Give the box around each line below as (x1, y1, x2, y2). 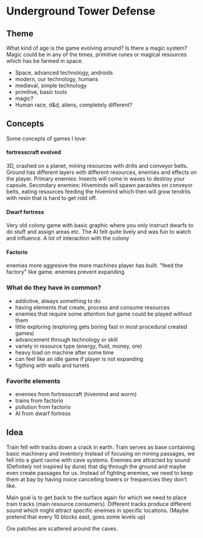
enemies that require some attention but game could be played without (15, 310, 192, 317)
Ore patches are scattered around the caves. (6, 525, 118, 532)
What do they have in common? (6, 284, 102, 292)
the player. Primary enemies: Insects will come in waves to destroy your (6, 175, 185, 182)
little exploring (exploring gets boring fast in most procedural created (15, 323, 187, 330)
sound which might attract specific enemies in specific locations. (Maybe (6, 506, 189, 514)
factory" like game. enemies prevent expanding (6, 268, 125, 276)
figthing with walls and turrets (15, 362, 90, 369)
